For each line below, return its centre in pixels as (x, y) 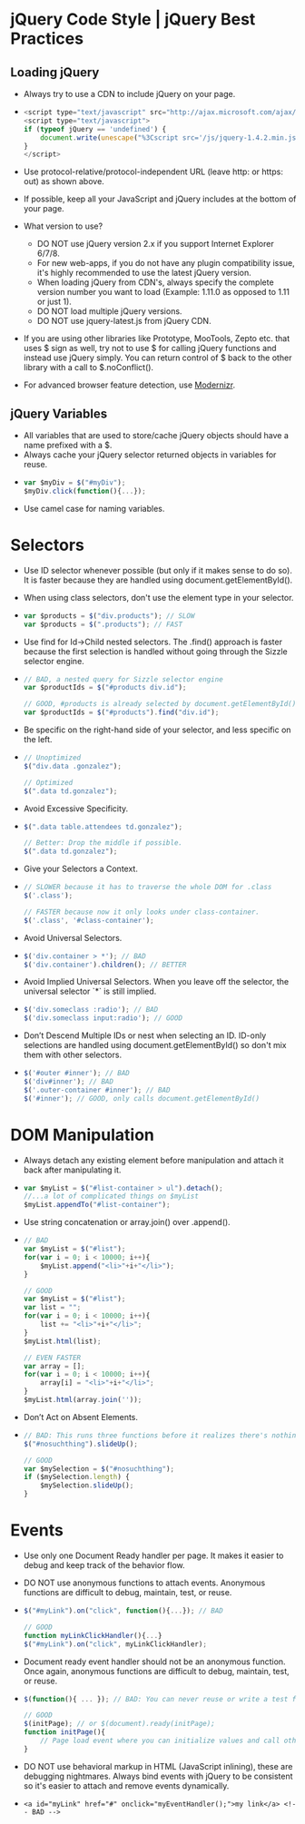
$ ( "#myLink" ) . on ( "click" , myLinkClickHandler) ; (115, 1644)
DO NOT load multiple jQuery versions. (109, 311)
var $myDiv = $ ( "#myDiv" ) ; (74, 483)
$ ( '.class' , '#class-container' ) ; (89, 920)
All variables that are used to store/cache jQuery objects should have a (156, 436)
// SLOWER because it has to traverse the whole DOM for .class (148, 887)
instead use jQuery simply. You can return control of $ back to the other (157, 358)
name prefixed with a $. (68, 446)
